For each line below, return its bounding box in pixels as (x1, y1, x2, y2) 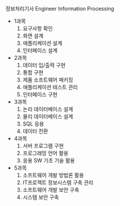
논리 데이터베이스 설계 (22, 106, 74, 113)
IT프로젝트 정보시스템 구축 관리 (22, 179, 94, 186)
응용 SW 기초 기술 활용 (22, 157, 76, 164)
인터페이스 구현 (22, 91, 58, 98)
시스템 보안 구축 (22, 194, 59, 201)
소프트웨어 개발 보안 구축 (22, 187, 80, 193)
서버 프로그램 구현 (22, 143, 64, 149)
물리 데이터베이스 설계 (22, 113, 74, 120)
